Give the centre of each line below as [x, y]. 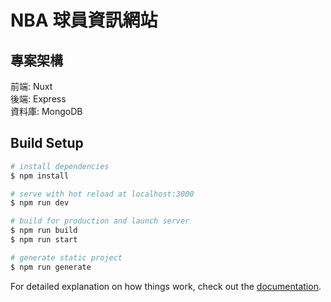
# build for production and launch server [100, 221]
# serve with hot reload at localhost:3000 [102, 194]
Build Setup [47, 143]
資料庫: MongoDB [46, 111]
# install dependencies [60, 166]
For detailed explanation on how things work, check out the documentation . [166, 286]
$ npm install [40, 176]
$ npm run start [44, 240]
